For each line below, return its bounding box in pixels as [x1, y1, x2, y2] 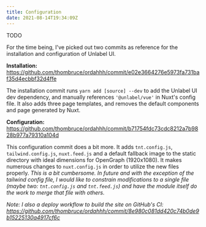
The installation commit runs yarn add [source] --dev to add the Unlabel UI [6, 87, 197, 94]
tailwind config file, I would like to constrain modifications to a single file [6, 175, 189, 183]
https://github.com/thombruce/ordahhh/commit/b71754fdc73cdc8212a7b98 [6, 125, 199, 132]
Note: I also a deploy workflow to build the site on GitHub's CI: [6, 201, 164, 208]
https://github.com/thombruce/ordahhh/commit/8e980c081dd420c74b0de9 [6, 207, 199, 215]
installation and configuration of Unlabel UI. [6, 50, 116, 57]
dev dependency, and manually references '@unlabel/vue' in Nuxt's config [6, 93, 196, 101]
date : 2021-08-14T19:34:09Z [6, 15, 78, 21]
